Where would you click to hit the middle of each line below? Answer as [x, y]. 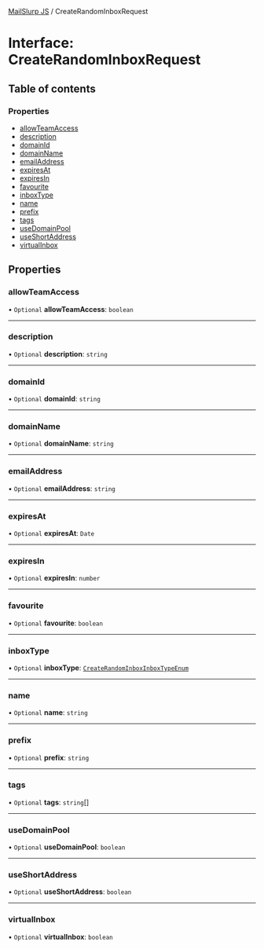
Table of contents [52, 88]
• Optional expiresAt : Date [51, 533]
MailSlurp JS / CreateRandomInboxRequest [78, 11]
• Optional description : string [58, 354]
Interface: [41, 43]
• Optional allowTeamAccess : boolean [71, 309]
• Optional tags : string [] [49, 802]
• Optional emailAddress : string [62, 488]
